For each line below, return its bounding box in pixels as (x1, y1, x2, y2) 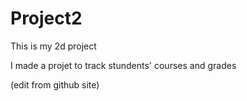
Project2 (10, 7, 83, 30)
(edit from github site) (10, 78, 100, 91)
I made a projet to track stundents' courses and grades (10, 59, 237, 71)
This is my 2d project (10, 40, 97, 52)
